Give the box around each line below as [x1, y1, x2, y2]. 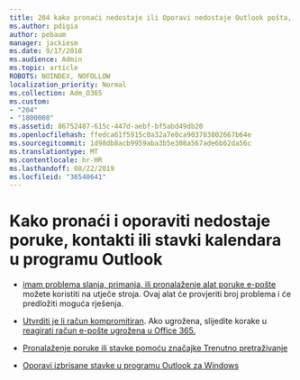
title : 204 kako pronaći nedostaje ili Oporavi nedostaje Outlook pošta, [9, 13, 293, 23]
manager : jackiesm [9, 38, 78, 48]
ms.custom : [9, 96, 50, 106]
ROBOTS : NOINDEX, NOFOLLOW [9, 72, 111, 81]
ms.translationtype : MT [9, 147, 99, 156]
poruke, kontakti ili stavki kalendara [9, 231, 282, 250]
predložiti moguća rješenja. [22, 298, 124, 309]
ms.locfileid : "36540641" [9, 172, 106, 181]
